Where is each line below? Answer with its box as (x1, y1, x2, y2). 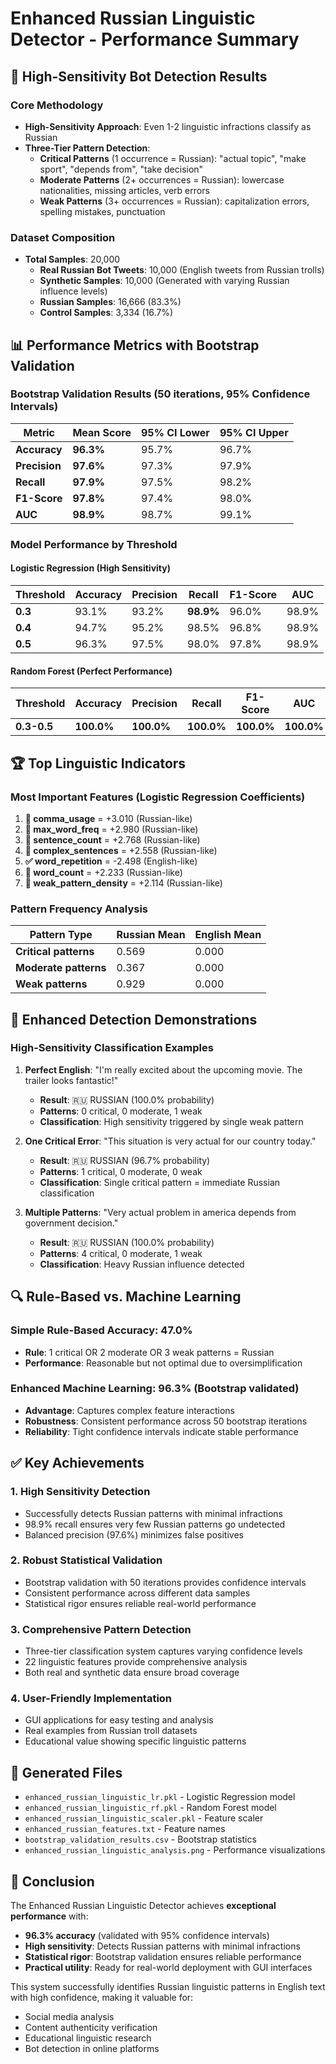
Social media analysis (24, 2011, 115, 2023)
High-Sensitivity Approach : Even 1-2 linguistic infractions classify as (24, 120, 312, 132)
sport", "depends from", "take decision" (39, 163, 204, 175)
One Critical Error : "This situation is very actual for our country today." (24, 1135, 317, 1147)
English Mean (194, 928, 262, 942)
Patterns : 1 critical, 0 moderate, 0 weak (39, 1165, 203, 1177)
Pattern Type (29, 928, 93, 942)
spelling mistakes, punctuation (39, 205, 166, 217)
